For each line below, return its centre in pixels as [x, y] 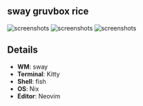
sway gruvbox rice [48, 11]
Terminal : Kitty [38, 74]
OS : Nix [28, 89]
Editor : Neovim [39, 96]
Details [22, 50]
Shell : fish [31, 81]
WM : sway [32, 67]
